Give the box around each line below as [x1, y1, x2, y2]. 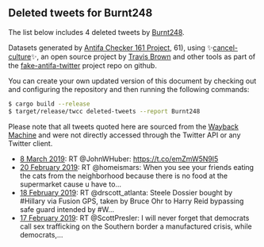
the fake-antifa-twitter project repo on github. [8, 60, 157, 70]
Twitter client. [8, 138, 53, 148]
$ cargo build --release [8, 99, 90, 108]
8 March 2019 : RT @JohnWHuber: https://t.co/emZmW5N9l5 [19, 154, 219, 164]
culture [8, 52, 32, 61]
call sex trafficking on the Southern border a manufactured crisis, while [19, 222, 252, 231]
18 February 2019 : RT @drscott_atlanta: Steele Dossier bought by [19, 187, 233, 197]
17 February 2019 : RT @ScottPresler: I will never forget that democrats [19, 213, 250, 222]
